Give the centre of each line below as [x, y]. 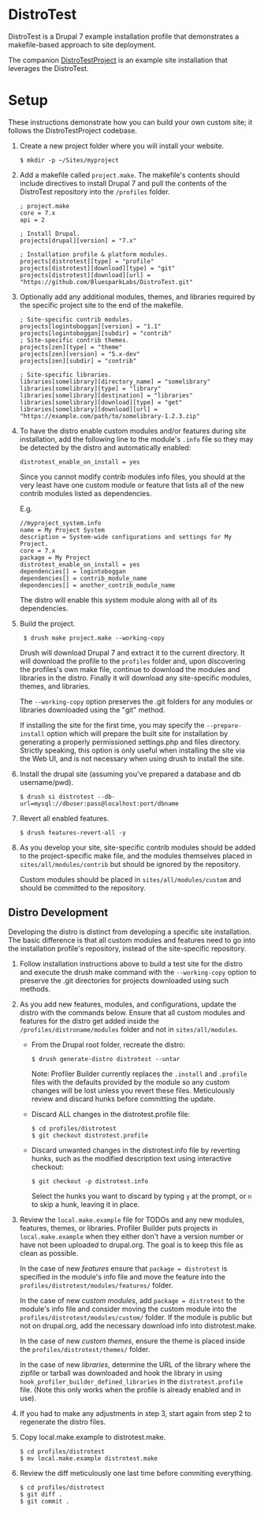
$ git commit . [45, 1501]
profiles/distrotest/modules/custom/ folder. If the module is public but [136, 1317]
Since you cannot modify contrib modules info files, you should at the [132, 476]
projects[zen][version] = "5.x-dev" [80, 354]
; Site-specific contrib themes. [74, 340]
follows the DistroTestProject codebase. [73, 130]
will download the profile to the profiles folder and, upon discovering [132, 661]
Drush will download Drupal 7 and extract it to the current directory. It [132, 652]
